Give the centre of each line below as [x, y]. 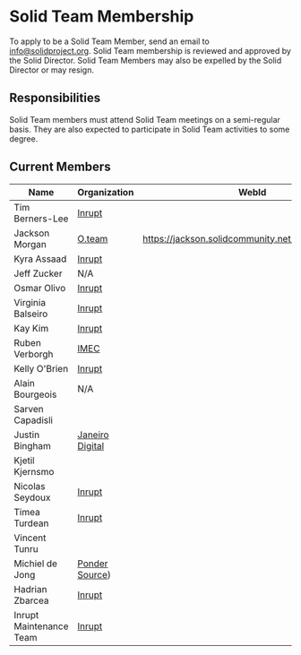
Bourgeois [35, 394]
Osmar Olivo [40, 288]
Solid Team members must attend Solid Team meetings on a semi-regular [145, 119]
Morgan [30, 244]
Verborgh [34, 354]
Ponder [93, 564]
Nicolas [30, 486]
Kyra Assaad [40, 259]
